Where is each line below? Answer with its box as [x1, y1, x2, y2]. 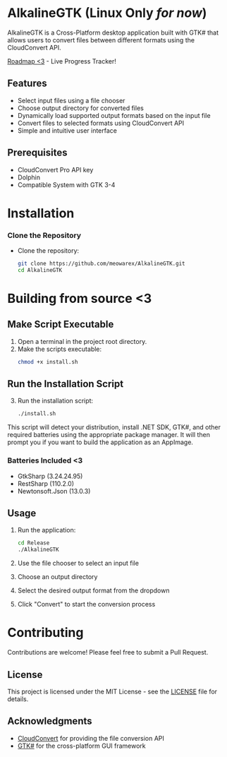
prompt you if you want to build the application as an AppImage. [7, 438, 194, 446]
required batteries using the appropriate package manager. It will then [7, 431, 210, 439]
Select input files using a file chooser [17, 96, 125, 105]
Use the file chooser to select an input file [17, 559, 140, 568]
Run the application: [17, 526, 76, 535]
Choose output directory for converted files [17, 104, 145, 112]
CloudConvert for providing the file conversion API [17, 734, 164, 742]
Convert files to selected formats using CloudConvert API [17, 119, 185, 127]
